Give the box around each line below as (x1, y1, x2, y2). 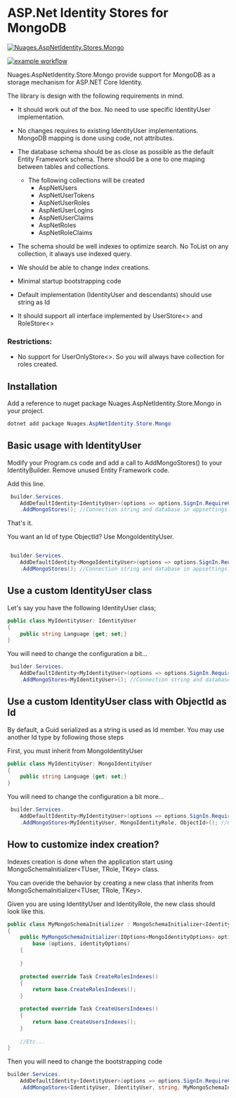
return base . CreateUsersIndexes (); (32, 1018, 137, 1026)
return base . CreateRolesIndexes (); (32, 986, 137, 993)
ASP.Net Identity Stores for (7, 5, 169, 21)
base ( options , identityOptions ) (32, 940, 131, 947)
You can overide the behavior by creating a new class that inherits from (7, 878, 214, 887)
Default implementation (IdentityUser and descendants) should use (17, 290, 212, 298)
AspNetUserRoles (38, 198, 90, 207)
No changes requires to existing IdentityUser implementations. (17, 126, 199, 134)
